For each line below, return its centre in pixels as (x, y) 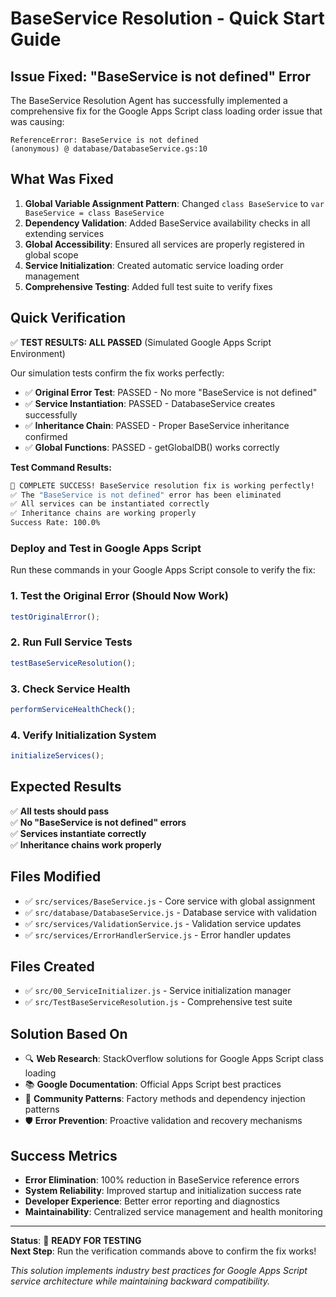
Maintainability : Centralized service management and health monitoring (173, 1212)
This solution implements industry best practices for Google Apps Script (159, 1271)
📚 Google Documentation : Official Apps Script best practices (153, 1084)
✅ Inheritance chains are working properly (103, 513)
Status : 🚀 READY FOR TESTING (76, 1241)
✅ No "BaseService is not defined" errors (98, 822)
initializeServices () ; (57, 756)
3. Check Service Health (70, 689)
